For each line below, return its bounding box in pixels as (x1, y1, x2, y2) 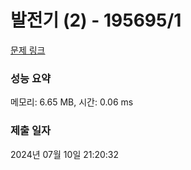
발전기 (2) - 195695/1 (10, 9, 182, 32)
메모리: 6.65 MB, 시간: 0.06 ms (10, 96, 134, 108)
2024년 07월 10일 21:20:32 (10, 148, 120, 160)
